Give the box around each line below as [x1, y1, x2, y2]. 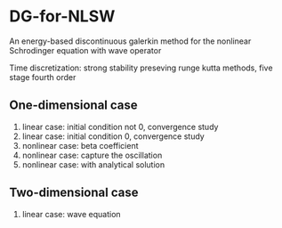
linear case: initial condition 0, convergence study [21, 131, 205, 142]
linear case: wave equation [21, 208, 122, 219]
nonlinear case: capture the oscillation [21, 150, 163, 160]
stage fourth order [9, 71, 77, 82]
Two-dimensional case [9, 185, 139, 200]
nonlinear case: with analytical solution [21, 159, 165, 170]
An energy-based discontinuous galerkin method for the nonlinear [9, 36, 252, 46]
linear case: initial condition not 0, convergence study [21, 121, 219, 132]
